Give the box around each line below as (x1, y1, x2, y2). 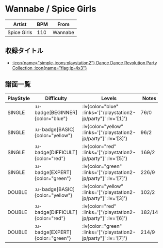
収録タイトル (5, 47, 44, 55)
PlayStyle (7, 95, 30, 102)
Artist (13, 21, 27, 28)
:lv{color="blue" (82, 103, 119, 110)
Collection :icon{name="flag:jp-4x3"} (12, 65, 87, 71)
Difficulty (45, 95, 67, 102)
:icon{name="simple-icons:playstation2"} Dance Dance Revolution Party (12, 59, 157, 66)
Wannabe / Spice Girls (5, 3, 97, 15)
